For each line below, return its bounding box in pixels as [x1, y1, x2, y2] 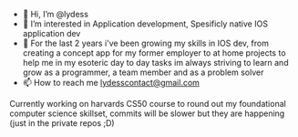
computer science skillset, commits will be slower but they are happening [9, 108, 285, 119]
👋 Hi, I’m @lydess [22, 9, 89, 19]
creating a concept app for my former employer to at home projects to [22, 47, 286, 58]
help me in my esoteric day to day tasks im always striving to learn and [22, 58, 289, 68]
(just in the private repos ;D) [9, 118, 116, 128]
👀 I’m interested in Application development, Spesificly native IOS [22, 18, 269, 29]
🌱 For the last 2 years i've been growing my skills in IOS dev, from [22, 37, 269, 48]
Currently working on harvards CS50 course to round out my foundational [9, 99, 287, 109]
